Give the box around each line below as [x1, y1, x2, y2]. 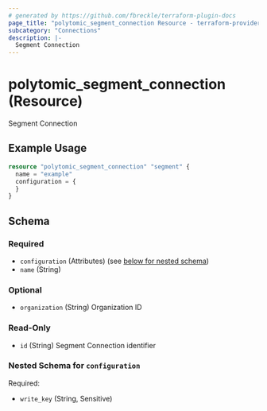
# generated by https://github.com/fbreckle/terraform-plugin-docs [8, 11, 237, 20]
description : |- [8, 33, 62, 42]
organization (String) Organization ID [19, 303, 142, 312]
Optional [8, 284, 42, 295]
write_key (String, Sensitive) [19, 394, 113, 403]
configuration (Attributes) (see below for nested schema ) [19, 256, 209, 266]
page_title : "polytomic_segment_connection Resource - [8, 19, 194, 27]
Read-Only [8, 323, 52, 334]
